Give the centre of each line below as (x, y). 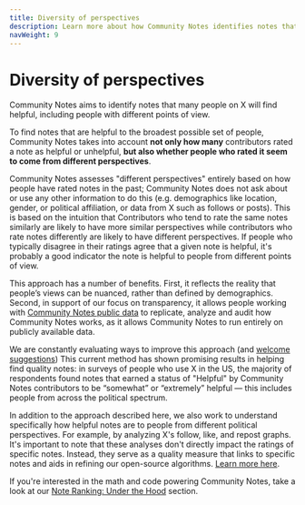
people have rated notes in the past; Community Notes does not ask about (148, 188)
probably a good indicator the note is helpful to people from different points (151, 257)
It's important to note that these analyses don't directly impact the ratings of (152, 444)
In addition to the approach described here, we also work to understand (144, 416)
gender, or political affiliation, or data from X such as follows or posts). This (150, 208)
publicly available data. (52, 332)
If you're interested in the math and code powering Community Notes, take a (152, 481)
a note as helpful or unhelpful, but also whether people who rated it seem (148, 152)
